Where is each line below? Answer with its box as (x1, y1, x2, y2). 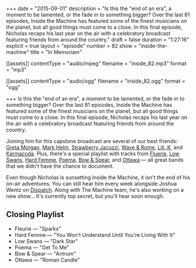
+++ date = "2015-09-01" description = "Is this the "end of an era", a (6, 5, 171, 12)
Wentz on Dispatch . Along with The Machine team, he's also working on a (6, 186, 184, 193)
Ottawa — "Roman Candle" (14, 256, 80, 263)
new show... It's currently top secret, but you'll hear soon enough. (6, 193, 165, 199)
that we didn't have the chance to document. (6, 162, 114, 169)
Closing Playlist (6, 209, 64, 219)
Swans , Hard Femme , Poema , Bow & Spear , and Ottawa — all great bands (6, 157, 184, 163)
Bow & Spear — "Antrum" (14, 250, 76, 257)
